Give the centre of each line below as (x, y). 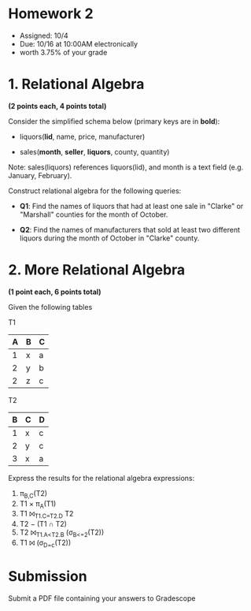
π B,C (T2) (33, 494)
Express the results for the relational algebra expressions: (102, 478)
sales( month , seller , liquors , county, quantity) (94, 151)
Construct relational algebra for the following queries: (95, 191)
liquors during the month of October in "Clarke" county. (109, 238)
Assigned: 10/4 (44, 35)
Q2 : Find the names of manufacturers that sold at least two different (130, 229)
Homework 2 (51, 14)
